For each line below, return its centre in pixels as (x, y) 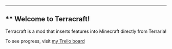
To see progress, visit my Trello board (45, 41)
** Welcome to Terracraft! (48, 19)
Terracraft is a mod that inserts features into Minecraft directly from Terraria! (86, 31)
